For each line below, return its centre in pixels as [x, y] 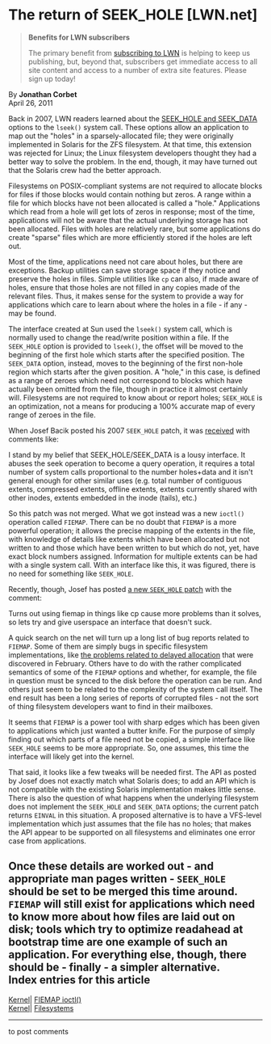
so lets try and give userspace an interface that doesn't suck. [110, 622]
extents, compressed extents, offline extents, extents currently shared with [133, 489]
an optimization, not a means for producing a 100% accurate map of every [132, 406]
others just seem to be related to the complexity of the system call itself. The [135, 689]
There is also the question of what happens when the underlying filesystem [133, 797]
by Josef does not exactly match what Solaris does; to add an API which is [132, 780]
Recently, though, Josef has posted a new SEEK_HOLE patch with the [120, 589]
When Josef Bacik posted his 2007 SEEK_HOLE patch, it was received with [129, 430]
